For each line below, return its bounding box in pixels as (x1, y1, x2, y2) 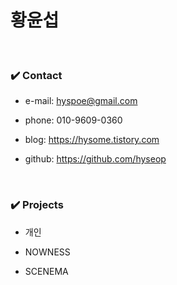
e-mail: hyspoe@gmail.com (24, 95, 138, 107)
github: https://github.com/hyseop (24, 153, 167, 165)
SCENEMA (24, 265, 69, 277)
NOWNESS (24, 246, 71, 258)
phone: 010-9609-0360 (24, 114, 123, 126)
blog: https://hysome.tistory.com (24, 134, 160, 146)
